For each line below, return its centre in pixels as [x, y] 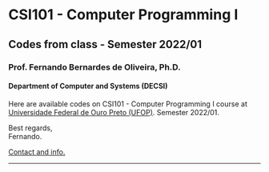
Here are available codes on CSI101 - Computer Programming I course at [128, 104]
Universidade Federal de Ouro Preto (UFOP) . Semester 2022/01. [114, 112]
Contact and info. [37, 152]
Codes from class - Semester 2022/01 [105, 44]
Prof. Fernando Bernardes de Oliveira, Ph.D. [95, 67]
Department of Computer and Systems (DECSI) [88, 86]
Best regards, [30, 128]
